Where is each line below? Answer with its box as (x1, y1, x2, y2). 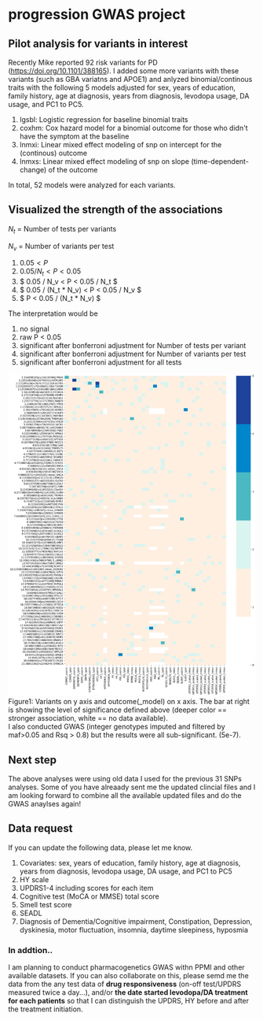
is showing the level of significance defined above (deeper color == (8, 705, 228, 714)
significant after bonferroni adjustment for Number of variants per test (19, 349, 247, 359)
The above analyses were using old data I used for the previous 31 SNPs (8, 773, 242, 783)
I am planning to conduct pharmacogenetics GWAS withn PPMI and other (8, 963, 245, 972)
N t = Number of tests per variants (8, 224, 117, 236)
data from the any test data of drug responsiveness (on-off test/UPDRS (8, 979, 242, 989)
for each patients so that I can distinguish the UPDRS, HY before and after (8, 996, 250, 1006)
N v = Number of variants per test (8, 241, 115, 253)
